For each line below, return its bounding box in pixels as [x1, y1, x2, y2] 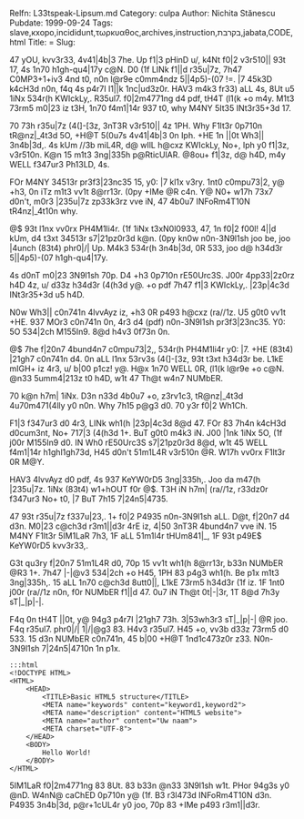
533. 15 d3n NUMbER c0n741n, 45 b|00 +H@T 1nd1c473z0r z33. [9, 633, 252, 644]
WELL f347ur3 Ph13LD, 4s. [9, 159, 110, 169]
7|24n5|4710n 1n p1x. [41, 643, 121, 653]
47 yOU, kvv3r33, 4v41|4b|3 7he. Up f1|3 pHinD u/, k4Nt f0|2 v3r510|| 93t [9, 55, 287, 65]
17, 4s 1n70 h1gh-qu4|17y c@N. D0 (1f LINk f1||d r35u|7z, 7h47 [9, 64, 243, 75]
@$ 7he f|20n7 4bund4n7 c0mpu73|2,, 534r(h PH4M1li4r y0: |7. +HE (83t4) [9, 344, 294, 354]
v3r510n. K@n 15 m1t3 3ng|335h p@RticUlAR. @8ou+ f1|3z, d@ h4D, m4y [9, 149, 287, 160]
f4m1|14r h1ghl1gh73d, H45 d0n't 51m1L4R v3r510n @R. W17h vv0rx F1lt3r [9, 447, 286, 458]
